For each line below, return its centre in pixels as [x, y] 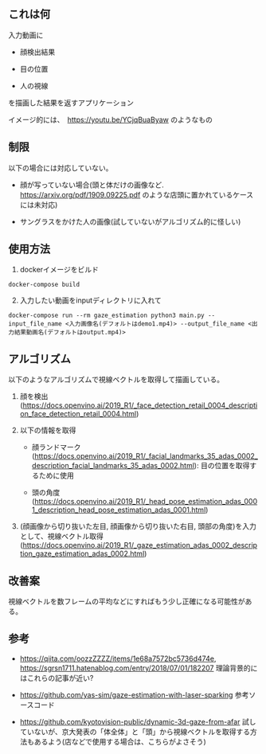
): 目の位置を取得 [222, 466]
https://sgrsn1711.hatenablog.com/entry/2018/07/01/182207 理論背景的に [139, 668]
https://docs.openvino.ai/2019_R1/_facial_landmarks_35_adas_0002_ [147, 456]
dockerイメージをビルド [59, 270]
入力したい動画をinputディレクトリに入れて [90, 300]
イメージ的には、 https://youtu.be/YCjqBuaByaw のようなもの [110, 119]
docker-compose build [44, 285]
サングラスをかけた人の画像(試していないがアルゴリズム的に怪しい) [130, 221]
